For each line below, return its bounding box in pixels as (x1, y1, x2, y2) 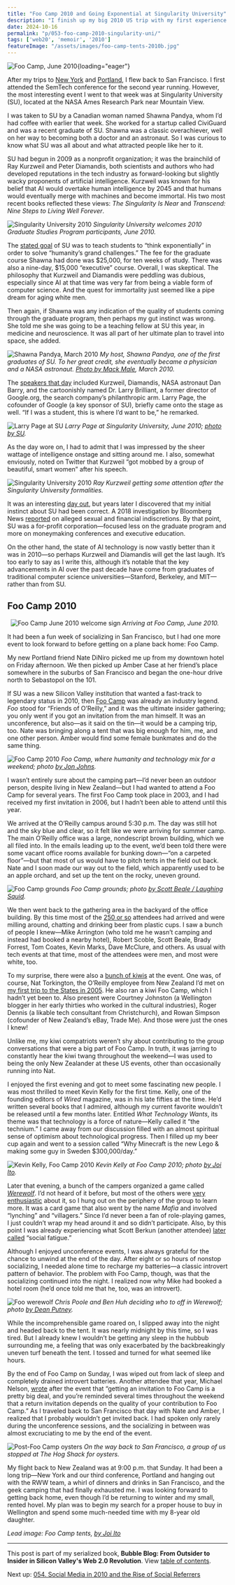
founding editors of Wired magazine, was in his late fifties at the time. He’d (7, 1095, 222, 1103)
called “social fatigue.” (7, 1233, 72, 1242)
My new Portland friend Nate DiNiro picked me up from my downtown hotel (7, 653, 225, 662)
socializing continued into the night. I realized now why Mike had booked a (7, 1277, 222, 1285)
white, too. (7, 958, 38, 966)
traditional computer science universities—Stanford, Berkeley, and (7, 573, 198, 581)
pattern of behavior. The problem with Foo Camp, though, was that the (7, 1269, 211, 1277)
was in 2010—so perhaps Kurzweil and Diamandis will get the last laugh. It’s (7, 550, 225, 558)
